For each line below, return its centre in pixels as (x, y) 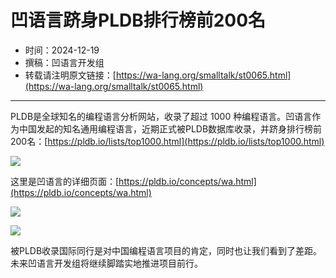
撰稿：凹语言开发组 (64, 62)
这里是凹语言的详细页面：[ (65, 181)
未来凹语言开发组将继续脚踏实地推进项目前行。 (106, 263)
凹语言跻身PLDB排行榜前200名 (138, 20)
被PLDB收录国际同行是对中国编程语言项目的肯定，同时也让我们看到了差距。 (166, 250)
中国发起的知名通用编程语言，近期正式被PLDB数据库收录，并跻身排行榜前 (170, 128)
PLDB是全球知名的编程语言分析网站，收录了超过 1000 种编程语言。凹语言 (161, 116)
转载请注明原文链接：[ (70, 75)
